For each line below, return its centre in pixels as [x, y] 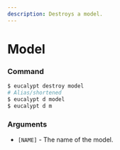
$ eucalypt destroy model [45, 86]
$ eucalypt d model [36, 99]
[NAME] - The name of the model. [65, 139]
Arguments [27, 124]
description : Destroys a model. [55, 14]
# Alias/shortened [34, 92]
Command [26, 71]
